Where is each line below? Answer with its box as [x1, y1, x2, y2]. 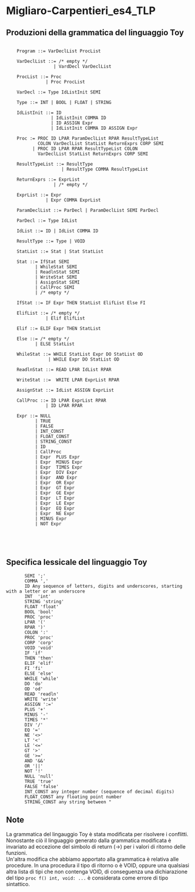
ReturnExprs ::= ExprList [16, 177, 80, 183]
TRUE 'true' [24, 778, 54, 785]
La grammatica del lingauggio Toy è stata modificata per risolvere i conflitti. [6, 830, 189, 837]
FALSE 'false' [24, 783, 59, 789]
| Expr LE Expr [35, 500, 75, 506]
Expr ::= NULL [16, 413, 51, 419]
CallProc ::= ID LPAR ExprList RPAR [16, 398, 107, 403]
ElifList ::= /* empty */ [16, 310, 80, 316]
